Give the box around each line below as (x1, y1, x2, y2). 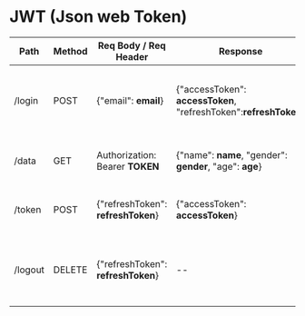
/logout (14, 263, 45, 276)
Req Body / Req (98, 39, 166, 52)
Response (218, 44, 263, 57)
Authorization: (96, 148, 157, 161)
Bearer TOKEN (96, 160, 160, 173)
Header (115, 50, 149, 63)
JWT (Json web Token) (9, 6, 188, 27)
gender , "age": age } (175, 160, 262, 173)
